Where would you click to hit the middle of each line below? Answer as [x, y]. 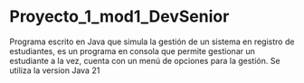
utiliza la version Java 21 [55, 70]
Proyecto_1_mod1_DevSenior [119, 17]
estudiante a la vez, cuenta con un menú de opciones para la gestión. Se [145, 60]
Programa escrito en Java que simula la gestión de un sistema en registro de [152, 41]
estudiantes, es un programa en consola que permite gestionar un [133, 51]
